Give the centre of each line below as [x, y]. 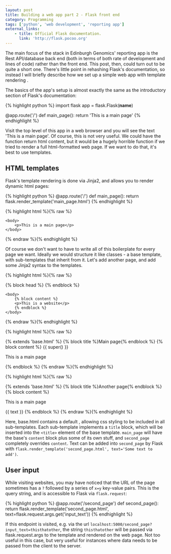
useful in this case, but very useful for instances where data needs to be [81, 540]
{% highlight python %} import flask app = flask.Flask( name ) [69, 105]
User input [22, 470]
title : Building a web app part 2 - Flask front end [63, 15]
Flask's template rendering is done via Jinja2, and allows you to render [80, 180]
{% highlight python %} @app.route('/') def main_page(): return [72, 196]
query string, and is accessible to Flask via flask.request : [66, 493]
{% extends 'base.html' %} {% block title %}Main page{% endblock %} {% [84, 341]
